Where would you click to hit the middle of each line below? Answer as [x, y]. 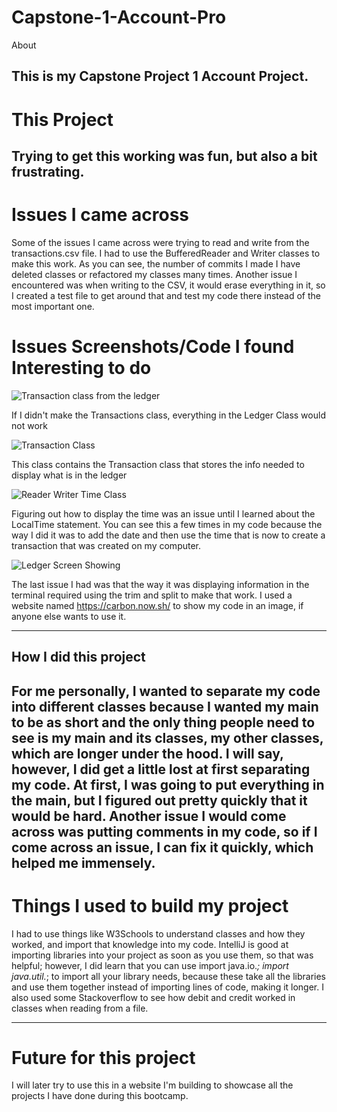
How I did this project [78, 657]
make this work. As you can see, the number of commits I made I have [156, 263]
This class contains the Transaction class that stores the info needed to [158, 464]
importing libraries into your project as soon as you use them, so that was [162, 955]
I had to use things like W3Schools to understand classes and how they [158, 933]
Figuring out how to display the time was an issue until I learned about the [163, 513]
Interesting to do [81, 368]
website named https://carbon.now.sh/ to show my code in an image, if [157, 605]
